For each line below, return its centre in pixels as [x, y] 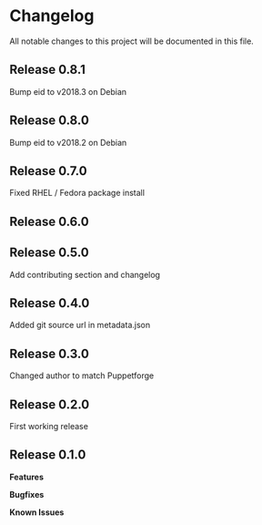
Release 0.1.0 [48, 455]
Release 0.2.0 [50, 404]
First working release [49, 427]
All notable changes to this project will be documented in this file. [132, 41]
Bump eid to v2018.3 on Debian [68, 91]
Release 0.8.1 [48, 70]
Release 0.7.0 [49, 171]
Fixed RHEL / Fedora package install [77, 193]
